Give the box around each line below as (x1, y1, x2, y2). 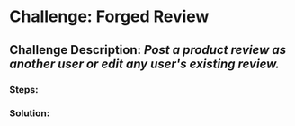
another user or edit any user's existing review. (9, 56, 281, 71)
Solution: (9, 107, 50, 120)
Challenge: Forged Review (9, 6, 210, 27)
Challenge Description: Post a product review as (9, 42, 286, 58)
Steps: (9, 83, 39, 95)
